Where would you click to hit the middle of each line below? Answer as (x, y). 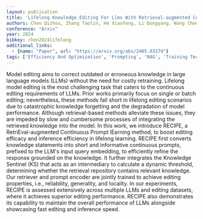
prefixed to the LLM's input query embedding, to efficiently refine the (92, 151)
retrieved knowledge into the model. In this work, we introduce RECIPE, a (97, 125)
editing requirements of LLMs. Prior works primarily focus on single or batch (101, 93)
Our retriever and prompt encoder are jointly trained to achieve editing (94, 177)
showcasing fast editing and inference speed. (63, 209)
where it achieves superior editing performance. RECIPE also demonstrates (100, 196)
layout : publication (32, 12)
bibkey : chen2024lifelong (39, 40)
